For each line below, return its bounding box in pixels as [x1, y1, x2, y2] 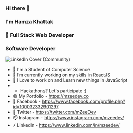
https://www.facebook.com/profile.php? [42, 98, 125, 105]
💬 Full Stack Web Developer [5, 31, 74, 38]
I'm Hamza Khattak [5, 18, 53, 25]
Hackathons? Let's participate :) [20, 88, 87, 94]
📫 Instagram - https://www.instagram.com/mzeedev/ [12, 115, 124, 121]
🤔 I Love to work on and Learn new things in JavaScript [12, 77, 128, 83]
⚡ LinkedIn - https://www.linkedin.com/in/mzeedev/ [12, 122, 120, 128]
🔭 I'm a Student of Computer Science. [12, 66, 92, 73]
